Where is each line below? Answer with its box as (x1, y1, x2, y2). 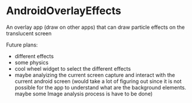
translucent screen (6, 29, 52, 36)
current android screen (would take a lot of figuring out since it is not (14, 78, 182, 85)
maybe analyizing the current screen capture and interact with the (14, 71, 176, 78)
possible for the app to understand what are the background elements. (14, 84, 187, 91)
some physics (14, 59, 49, 66)
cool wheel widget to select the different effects (14, 65, 131, 72)
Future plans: (6, 41, 38, 48)
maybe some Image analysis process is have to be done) (14, 90, 153, 97)
